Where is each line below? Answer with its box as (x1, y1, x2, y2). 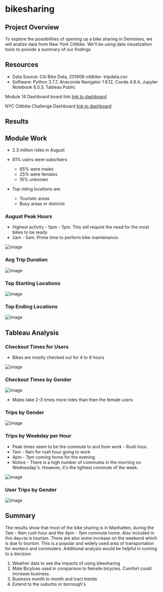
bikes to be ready (12, 229, 47, 235)
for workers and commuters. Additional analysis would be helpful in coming (5, 545, 158, 551)
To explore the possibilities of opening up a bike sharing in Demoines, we (5, 36, 153, 42)
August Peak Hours (5, 213, 52, 219)
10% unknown (19, 177, 48, 183)
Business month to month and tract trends (12, 576, 97, 582)
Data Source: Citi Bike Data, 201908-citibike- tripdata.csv (12, 74, 128, 80)
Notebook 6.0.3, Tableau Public (12, 84, 76, 90)
